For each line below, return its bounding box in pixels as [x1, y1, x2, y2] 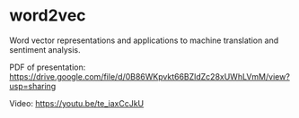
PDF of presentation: [9, 62, 86, 72]
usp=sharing [9, 80, 57, 91]
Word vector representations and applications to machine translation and [9, 35, 279, 46]
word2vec [9, 5, 87, 26]
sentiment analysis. [9, 44, 81, 55]
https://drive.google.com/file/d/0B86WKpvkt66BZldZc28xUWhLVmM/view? [9, 71, 290, 81]
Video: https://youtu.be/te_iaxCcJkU [9, 97, 145, 108]
